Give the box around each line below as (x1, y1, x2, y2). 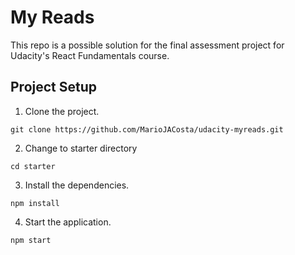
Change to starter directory (24, 142, 138, 154)
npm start (10, 235, 52, 245)
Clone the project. (24, 105, 100, 117)
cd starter (10, 161, 56, 171)
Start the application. (24, 216, 112, 228)
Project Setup (10, 79, 98, 96)
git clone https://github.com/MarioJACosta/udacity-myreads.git (10, 124, 284, 135)
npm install (10, 198, 60, 208)
